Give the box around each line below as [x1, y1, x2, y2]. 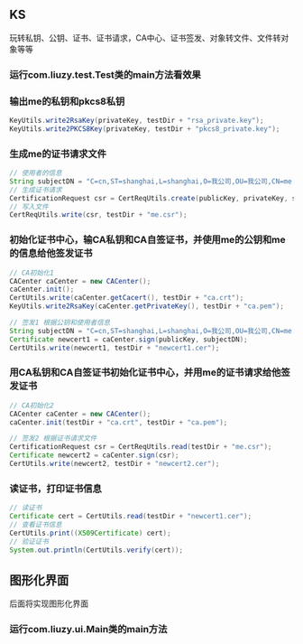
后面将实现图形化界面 [9, 598, 88, 609]
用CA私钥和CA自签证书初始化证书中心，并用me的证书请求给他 [9, 366, 281, 378]
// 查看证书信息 [9, 519, 62, 529]
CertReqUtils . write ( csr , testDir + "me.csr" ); [9, 210, 188, 219]
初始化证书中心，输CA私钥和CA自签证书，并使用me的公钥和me [9, 234, 286, 247]
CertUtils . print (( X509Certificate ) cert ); [9, 528, 171, 537]
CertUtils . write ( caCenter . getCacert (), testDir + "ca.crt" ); [9, 294, 244, 303]
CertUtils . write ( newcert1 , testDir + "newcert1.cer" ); [9, 343, 220, 352]
